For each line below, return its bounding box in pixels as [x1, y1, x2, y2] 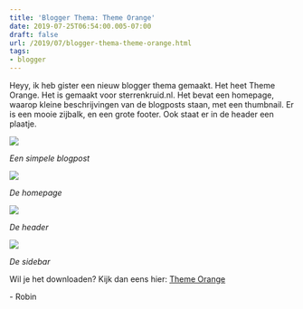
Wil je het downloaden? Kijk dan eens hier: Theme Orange [9, 274, 226, 285]
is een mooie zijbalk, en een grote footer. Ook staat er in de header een [9, 109, 274, 119]
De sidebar [9, 257, 51, 267]
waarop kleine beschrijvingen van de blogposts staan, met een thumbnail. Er [9, 99, 294, 109]
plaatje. [9, 118, 37, 129]
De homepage [9, 187, 62, 198]
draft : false [9, 30, 59, 39]
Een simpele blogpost [9, 153, 90, 164]
